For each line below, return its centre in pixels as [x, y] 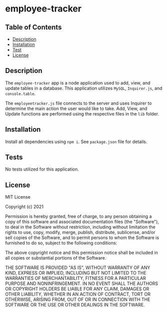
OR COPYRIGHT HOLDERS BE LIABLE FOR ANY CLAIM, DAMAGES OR [77, 289]
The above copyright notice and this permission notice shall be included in [82, 252]
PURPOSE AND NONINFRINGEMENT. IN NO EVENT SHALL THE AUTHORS [82, 283]
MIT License [18, 197]
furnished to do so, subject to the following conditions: [61, 243]
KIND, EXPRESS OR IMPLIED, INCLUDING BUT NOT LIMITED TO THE [76, 273]
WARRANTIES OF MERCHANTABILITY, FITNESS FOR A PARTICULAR [76, 278]
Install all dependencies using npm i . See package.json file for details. [76, 141]
